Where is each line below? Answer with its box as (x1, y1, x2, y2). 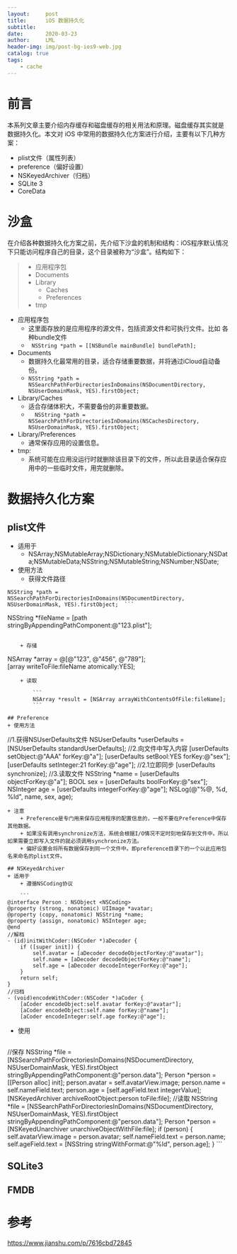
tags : (7, 57, 23, 64)
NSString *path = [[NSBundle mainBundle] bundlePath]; (31, 342, 197, 349)
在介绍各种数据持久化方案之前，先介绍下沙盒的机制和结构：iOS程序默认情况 (7, 238, 229, 247)
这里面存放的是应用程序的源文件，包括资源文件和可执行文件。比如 (28, 324, 221, 332)
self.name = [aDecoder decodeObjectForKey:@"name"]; (33, 956, 192, 963)
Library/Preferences (17, 430, 76, 438)
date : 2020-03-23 (7, 30, 78, 38)
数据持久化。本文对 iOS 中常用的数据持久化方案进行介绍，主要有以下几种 (7, 129, 219, 138)
